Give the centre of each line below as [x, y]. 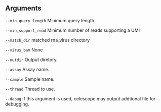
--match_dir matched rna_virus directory [48, 40]
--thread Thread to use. [30, 89]
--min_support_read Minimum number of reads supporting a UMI [73, 30]
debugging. [17, 104]
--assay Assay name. [27, 69]
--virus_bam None [24, 49]
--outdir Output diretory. [31, 60]
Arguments [24, 8]
